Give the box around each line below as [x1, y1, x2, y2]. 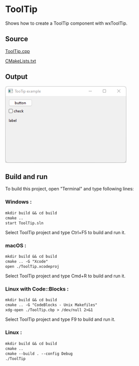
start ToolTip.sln [5, 221, 44, 226]
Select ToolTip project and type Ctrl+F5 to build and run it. [5, 229, 126, 235]
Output [5, 72, 28, 81]
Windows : [5, 198, 32, 205]
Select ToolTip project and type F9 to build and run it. [5, 316, 115, 323]
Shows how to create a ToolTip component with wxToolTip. [5, 20, 128, 26]
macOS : [5, 242, 27, 249]
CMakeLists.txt [5, 58, 36, 64]
